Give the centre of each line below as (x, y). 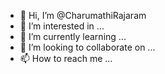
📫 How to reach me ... (66, 58)
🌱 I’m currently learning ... (73, 36)
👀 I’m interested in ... (62, 26)
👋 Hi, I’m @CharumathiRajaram (83, 15)
